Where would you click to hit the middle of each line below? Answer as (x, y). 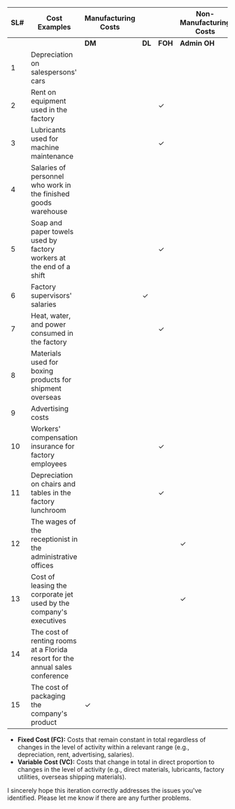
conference (49, 676)
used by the (50, 603)
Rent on (43, 92)
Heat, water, (51, 316)
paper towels (52, 232)
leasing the (49, 586)
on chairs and (53, 484)
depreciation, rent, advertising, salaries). (76, 754)
